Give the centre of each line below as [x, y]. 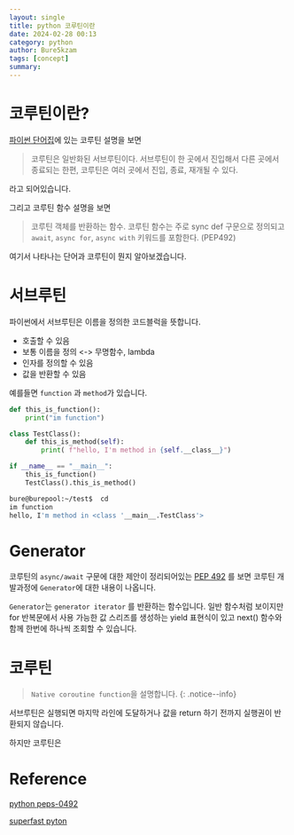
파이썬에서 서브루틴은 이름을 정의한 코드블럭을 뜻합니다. [105, 321]
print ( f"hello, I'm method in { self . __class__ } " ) [136, 450]
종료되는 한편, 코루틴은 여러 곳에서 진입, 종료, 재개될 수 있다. [135, 169]
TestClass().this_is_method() [81, 483]
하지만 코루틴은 [35, 743]
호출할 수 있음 [46, 340]
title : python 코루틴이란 [52, 26]
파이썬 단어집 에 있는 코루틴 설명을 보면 [75, 139]
